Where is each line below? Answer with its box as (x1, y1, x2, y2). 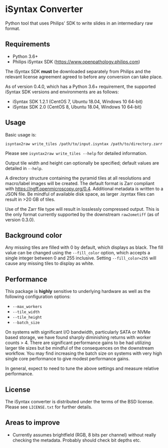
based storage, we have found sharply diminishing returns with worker (5, 335, 151, 341)
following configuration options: (5, 293, 71, 300)
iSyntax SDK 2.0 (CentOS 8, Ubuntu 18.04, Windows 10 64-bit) (12, 104, 142, 110)
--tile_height (12, 315, 42, 320)
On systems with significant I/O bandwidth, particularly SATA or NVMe (5, 329, 150, 335)
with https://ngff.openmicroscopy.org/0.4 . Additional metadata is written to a (5, 186, 163, 192)
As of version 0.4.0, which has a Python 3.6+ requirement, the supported (5, 83, 156, 89)
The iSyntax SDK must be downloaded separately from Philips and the (5, 68, 151, 74)
